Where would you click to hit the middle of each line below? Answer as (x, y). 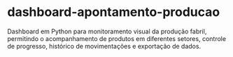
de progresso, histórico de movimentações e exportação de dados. (104, 46)
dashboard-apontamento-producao (114, 12)
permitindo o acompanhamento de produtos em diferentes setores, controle (116, 38)
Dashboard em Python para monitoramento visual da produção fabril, (107, 31)
